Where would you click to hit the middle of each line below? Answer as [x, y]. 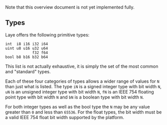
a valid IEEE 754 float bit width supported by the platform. [65, 117]
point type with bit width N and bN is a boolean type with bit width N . [74, 97]
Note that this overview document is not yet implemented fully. [70, 7]
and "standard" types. [28, 71]
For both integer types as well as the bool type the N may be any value [78, 107]
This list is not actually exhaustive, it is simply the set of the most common [82, 66]
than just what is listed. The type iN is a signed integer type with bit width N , [83, 86]
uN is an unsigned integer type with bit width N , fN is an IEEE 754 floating [80, 92]
